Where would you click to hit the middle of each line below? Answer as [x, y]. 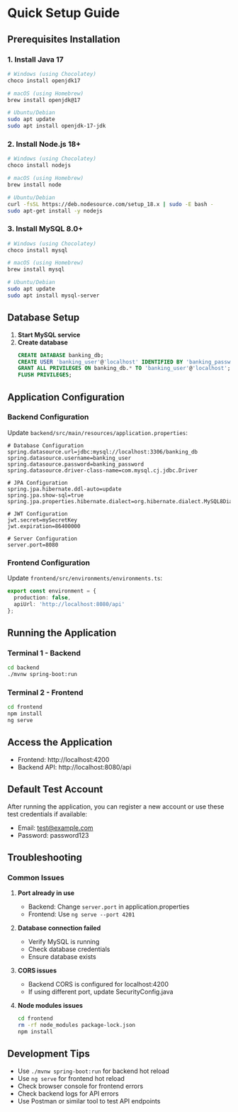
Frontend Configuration [49, 563]
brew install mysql [36, 270]
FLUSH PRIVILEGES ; [45, 375]
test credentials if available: [47, 814]
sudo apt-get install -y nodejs [55, 210]
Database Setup [44, 318]
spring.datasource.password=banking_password [75, 464]
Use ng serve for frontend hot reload [71, 1078]
